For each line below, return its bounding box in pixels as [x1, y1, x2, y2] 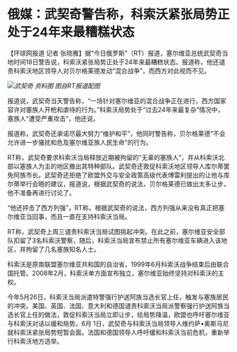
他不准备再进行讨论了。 [7, 188, 75, 196]
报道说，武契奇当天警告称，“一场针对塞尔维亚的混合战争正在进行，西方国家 [7, 96, 227, 105]
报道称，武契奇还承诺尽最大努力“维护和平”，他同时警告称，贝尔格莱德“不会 [7, 129, 226, 138]
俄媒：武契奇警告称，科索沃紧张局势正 [7, 6, 231, 23]
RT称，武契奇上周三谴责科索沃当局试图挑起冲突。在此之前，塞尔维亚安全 [7, 227, 220, 235]
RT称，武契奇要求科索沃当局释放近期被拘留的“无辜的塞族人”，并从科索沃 [7, 153, 219, 161]
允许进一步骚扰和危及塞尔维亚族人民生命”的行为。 [7, 138, 153, 146]
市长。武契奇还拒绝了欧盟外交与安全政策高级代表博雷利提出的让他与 [25, 170, 224, 179]
